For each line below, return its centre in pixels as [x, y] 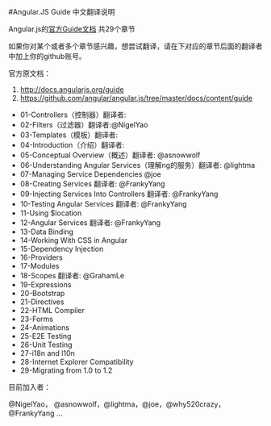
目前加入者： [29, 387]
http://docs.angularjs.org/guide [72, 90]
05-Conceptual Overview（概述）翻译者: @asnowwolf [110, 155]
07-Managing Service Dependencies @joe [90, 174]
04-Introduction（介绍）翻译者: [72, 145]
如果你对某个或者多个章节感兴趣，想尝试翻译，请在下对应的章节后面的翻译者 [135, 46]
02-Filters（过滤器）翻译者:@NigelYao [84, 125]
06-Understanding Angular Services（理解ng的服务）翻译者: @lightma [138, 165]
